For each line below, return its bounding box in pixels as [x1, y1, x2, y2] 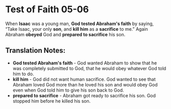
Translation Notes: [5, 46, 65, 55]
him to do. [12, 71, 34, 77]
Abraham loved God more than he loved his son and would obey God [12, 81, 158, 88]
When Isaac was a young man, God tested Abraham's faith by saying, [5, 20, 154, 27]
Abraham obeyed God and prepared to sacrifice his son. [5, 31, 126, 37]
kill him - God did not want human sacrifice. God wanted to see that [12, 76, 156, 82]
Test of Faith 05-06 [5, 4, 89, 15]
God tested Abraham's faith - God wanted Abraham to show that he [12, 60, 157, 66]
